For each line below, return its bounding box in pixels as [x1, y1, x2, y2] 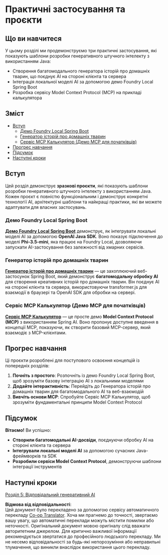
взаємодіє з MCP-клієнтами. [5, 330, 67, 336]
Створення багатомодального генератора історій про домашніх [12, 68, 150, 74]
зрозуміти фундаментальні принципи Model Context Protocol [12, 399, 142, 406]
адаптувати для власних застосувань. [5, 204, 87, 210]
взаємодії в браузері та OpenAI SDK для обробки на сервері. [5, 289, 136, 295]
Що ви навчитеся [5, 34, 62, 43]
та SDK [42, 453, 57, 459]
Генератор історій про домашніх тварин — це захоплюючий [5, 268, 137, 274]
